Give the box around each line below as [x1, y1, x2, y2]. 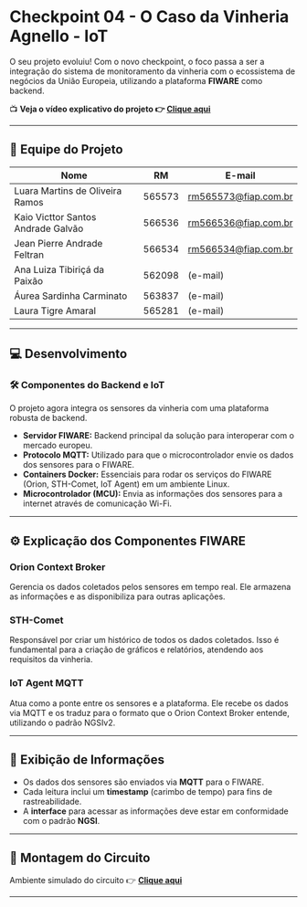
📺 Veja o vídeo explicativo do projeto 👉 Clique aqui [9, 103, 211, 114]
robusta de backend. [9, 413, 88, 424]
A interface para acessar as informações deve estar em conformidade [22, 806, 290, 817]
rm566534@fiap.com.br [187, 242, 293, 255]
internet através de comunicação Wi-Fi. [22, 498, 172, 509]
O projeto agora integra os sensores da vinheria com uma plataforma [9, 403, 270, 414]
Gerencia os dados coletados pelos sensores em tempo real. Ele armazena [9, 582, 291, 593]
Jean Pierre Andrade [14, 237, 103, 249]
